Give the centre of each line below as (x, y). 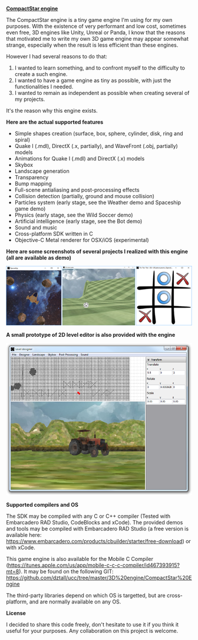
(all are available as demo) (39, 258)
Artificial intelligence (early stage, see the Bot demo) (78, 221)
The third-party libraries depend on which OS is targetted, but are (86, 595)
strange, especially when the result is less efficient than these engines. (92, 45)
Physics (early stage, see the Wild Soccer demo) (74, 215)
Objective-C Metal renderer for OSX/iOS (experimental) (82, 240)
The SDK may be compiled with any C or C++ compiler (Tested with (88, 516)
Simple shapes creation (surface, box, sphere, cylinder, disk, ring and (99, 133)
